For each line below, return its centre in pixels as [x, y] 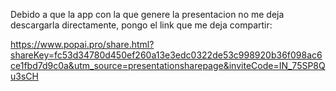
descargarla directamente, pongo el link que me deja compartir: [141, 25]
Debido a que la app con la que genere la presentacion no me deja [147, 14]
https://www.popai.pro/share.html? [82, 44]
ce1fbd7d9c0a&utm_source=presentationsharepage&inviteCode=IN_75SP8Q [168, 65]
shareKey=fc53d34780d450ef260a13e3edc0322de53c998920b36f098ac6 [166, 55]
